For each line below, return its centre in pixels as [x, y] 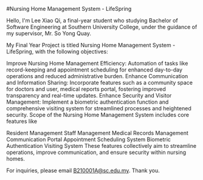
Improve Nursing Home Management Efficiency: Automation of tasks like [97, 63]
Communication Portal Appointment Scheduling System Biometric [89, 139]
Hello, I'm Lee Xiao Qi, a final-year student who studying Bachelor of [92, 20]
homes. [16, 159]
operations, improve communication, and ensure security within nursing [96, 152]
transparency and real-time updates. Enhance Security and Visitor [89, 95]
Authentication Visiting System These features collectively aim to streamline [101, 146]
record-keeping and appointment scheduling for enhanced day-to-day [95, 70]
